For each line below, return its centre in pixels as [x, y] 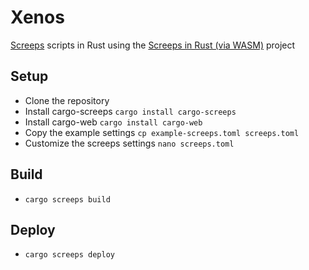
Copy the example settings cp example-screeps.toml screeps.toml [162, 132]
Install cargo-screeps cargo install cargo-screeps [130, 111]
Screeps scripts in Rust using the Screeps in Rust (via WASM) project [153, 45]
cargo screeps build [67, 199]
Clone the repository [67, 100]
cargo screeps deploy [69, 255]
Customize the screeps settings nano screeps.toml [129, 143]
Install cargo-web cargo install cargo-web [113, 122]
